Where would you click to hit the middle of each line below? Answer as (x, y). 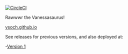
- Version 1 (15, 46)
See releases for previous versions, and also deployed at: (64, 37)
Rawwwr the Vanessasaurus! (35, 17)
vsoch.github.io (21, 27)
